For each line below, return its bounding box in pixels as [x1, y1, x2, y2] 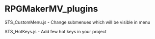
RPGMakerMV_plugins [4, 3, 99, 14]
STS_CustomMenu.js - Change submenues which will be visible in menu [4, 19, 151, 25]
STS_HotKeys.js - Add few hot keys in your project [4, 28, 106, 34]
